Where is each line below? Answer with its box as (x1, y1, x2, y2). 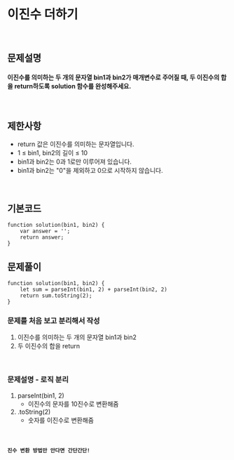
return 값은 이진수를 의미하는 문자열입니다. (17, 140, 135, 148)
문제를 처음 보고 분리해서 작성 (7, 315, 100, 325)
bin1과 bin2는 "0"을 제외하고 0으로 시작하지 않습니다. (17, 166, 163, 175)
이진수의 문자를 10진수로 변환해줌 (27, 400, 119, 408)
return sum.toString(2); (20, 292, 92, 299)
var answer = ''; (20, 228, 71, 235)
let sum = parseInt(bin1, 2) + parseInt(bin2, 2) (20, 286, 168, 293)
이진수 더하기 (7, 6, 78, 22)
